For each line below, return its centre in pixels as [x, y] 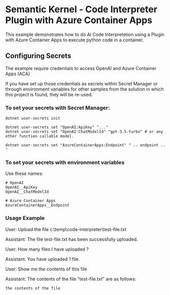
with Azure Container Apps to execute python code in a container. [75, 40]
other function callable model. [40, 137]
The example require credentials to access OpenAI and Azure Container [81, 68]
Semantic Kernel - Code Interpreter [81, 9]
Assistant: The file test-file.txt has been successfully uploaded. [72, 239]
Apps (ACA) [18, 74]
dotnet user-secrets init [33, 119]
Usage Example [25, 218]
